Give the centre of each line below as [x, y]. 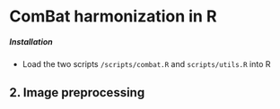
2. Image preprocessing [77, 92]
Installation [31, 41]
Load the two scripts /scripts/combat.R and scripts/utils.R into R [146, 64]
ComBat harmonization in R [113, 17]
